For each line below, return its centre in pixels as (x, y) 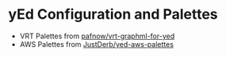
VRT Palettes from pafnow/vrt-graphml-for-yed (97, 36)
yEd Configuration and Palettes (113, 14)
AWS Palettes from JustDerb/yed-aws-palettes (97, 44)
